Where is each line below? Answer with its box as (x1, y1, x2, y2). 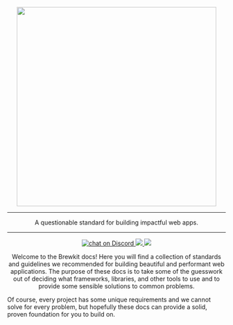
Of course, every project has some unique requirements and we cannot (7, 295, 212, 304)
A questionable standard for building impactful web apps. (34, 218, 199, 227)
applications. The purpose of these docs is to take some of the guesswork (10, 267, 223, 275)
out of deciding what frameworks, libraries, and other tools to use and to (12, 274, 221, 283)
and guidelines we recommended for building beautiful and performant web (8, 260, 225, 268)
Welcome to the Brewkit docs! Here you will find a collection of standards (11, 253, 222, 261)
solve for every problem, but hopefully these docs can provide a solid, (7, 303, 208, 311)
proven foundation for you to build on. (7, 310, 116, 318)
